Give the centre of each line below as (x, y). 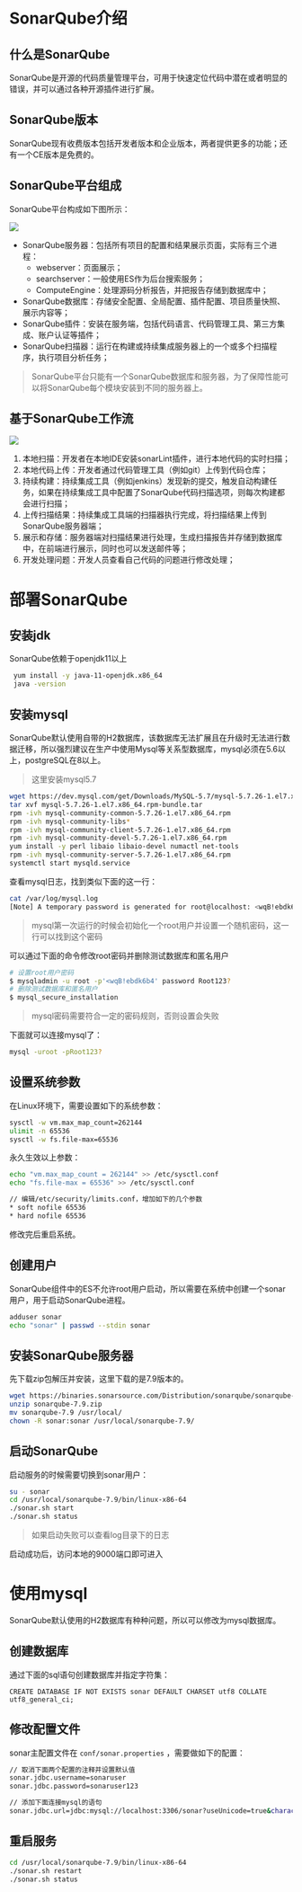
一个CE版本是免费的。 (58, 155)
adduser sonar (36, 1317)
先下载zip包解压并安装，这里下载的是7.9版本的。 (99, 1379)
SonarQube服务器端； (63, 526)
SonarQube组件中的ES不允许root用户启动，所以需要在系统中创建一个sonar (147, 1288)
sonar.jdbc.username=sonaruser (68, 1778)
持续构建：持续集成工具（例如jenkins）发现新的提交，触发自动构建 (146, 481)
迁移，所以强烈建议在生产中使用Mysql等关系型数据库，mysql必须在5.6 (147, 749)
